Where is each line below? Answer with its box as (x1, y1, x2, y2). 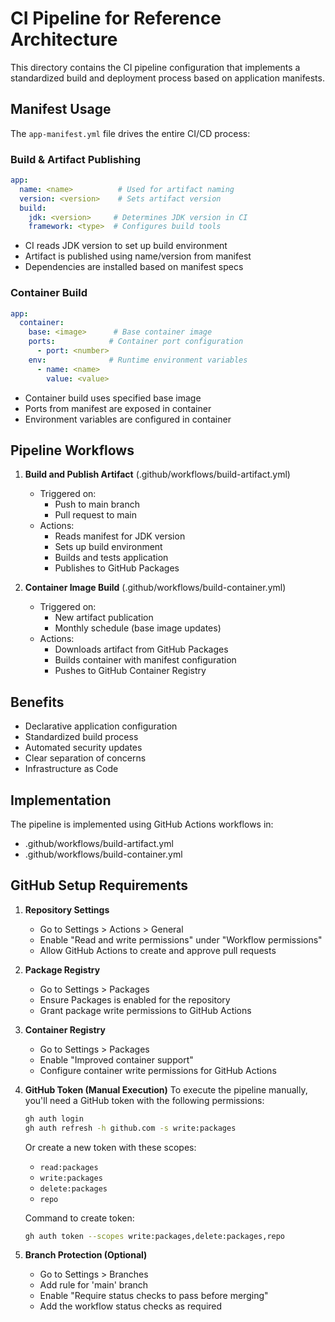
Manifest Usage (10, 101, 112, 118)
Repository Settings (24, 903, 110, 916)
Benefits (10, 693, 65, 711)
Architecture (10, 28, 118, 51)
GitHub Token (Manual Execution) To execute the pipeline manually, (24, 1083, 308, 1096)
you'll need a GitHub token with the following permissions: (24, 1094, 265, 1106)
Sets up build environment (54, 541, 163, 553)
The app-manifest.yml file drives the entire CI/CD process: (10, 127, 251, 139)
